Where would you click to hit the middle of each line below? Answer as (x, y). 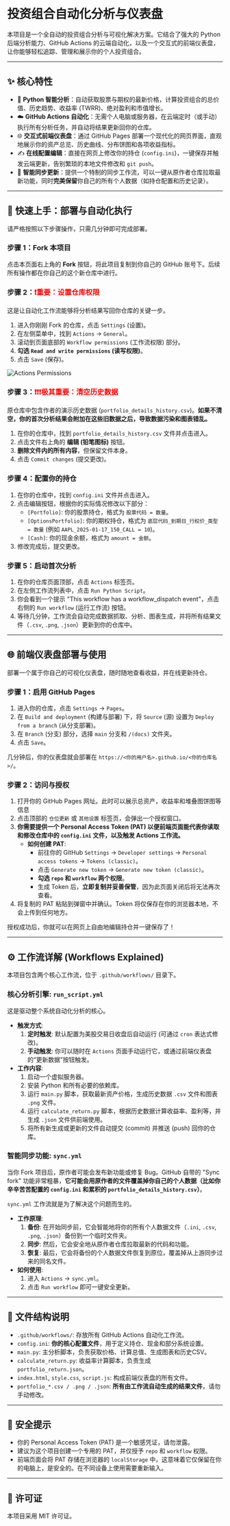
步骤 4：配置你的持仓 (42, 479)
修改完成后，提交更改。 (50, 546)
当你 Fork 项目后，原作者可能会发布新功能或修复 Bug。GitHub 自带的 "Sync (114, 1172)
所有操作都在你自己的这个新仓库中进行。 (64, 273)
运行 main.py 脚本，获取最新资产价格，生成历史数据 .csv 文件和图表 (123, 1094)
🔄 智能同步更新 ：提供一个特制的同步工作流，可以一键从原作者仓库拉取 (116, 172)
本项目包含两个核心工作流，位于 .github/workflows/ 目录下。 (93, 975)
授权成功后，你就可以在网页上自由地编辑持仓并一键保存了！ (91, 927)
